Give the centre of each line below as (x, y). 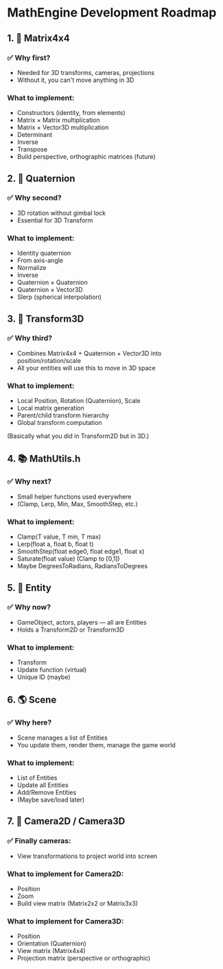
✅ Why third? (30, 338)
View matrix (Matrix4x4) (51, 951)
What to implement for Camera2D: (66, 874)
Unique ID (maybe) (44, 677)
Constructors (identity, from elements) (71, 113)
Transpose (32, 149)
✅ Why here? (30, 722)
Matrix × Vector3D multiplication (63, 127)
